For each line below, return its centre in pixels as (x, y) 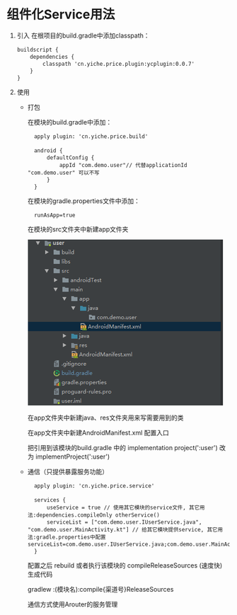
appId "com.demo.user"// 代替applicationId (123, 165)
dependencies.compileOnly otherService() (98, 515)
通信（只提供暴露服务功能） (68, 471)
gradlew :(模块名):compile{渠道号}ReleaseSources (100, 589)
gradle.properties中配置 (71, 537)
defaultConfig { (70, 157)
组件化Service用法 (61, 15)
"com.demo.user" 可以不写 (63, 173)
